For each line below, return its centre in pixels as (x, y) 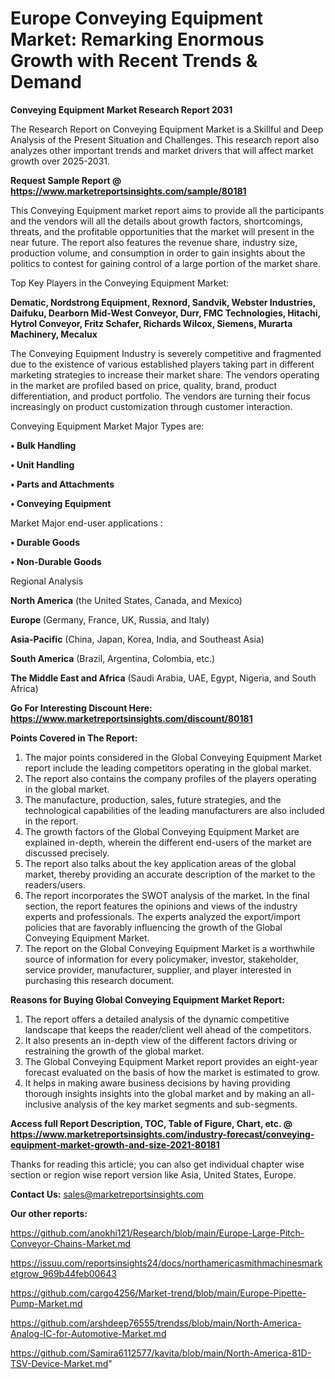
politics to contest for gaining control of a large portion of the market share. (165, 263)
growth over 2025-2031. (60, 161)
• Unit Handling (42, 464)
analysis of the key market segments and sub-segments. (180, 1104)
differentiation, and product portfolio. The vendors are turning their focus (160, 396)
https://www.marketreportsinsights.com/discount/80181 (131, 718)
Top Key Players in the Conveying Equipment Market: (120, 283)
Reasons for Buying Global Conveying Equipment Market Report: (147, 999)
